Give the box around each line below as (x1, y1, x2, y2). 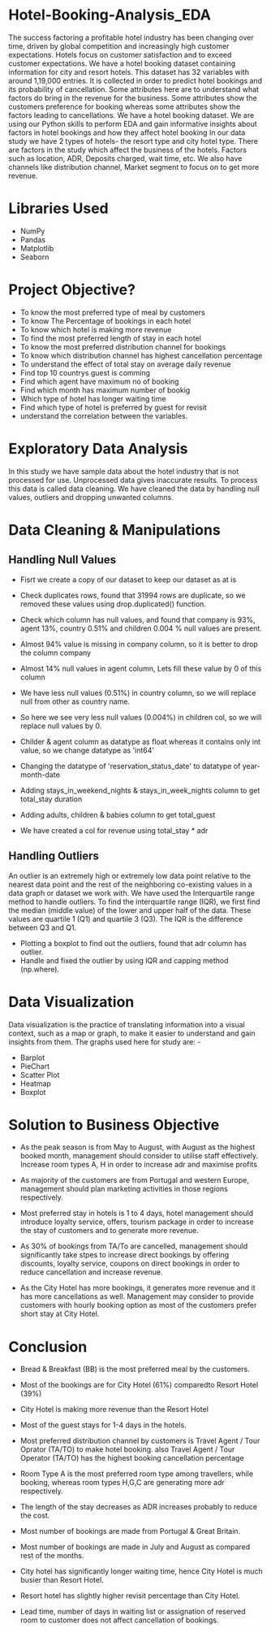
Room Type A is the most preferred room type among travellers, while (19, 1469, 254, 1479)
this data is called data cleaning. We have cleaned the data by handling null (8, 484, 260, 493)
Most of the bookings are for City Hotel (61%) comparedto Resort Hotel (19, 1380, 259, 1390)
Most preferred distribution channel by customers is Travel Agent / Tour (19, 1436, 260, 1446)
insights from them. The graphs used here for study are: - (8, 1036, 201, 1046)
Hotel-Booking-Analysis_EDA (8, 6, 211, 24)
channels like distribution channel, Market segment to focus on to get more (8, 162, 260, 172)
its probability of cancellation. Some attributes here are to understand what (8, 84, 260, 94)
